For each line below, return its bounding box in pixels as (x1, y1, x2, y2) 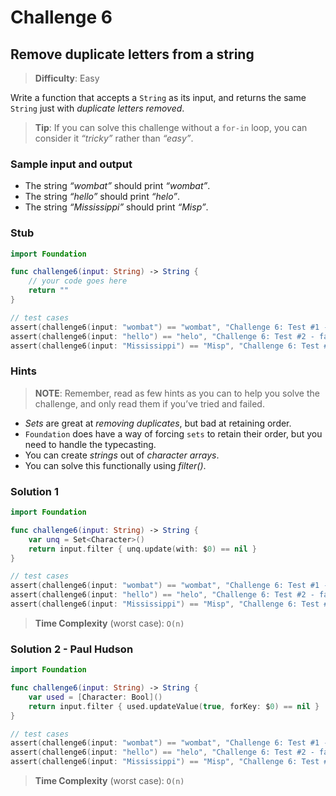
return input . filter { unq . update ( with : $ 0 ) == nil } (28, 544, 257, 554)
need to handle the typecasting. (24, 438, 157, 450)
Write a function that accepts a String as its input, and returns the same (10, 92, 307, 103)
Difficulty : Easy (34, 72, 100, 84)
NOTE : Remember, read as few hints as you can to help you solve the (34, 387, 320, 399)
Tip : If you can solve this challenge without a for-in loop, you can (34, 122, 308, 133)
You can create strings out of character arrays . (24, 449, 220, 461)
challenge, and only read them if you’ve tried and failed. (34, 397, 265, 410)
